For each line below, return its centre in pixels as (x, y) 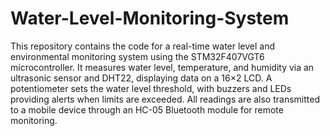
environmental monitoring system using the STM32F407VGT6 (137, 56)
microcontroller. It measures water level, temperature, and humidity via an (162, 67)
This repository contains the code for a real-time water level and (143, 46)
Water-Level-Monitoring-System (150, 18)
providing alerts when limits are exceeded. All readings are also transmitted (165, 99)
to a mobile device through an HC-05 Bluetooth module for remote (147, 109)
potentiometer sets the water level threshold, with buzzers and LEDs (151, 88)
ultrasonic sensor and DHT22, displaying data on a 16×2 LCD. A (141, 78)
